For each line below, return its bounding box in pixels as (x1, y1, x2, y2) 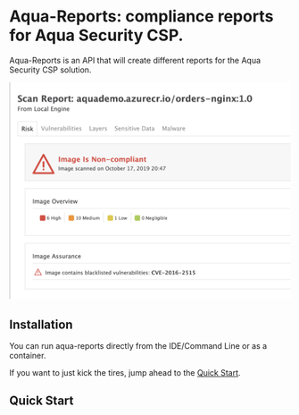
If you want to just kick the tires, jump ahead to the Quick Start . (9, 367, 241, 377)
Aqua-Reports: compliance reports (9, 6, 274, 27)
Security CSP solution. (9, 64, 92, 75)
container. (9, 350, 46, 360)
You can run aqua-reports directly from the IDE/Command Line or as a (9, 340, 268, 351)
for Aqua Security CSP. (9, 25, 184, 46)
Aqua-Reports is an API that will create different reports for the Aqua (9, 55, 262, 65)
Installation (9, 317, 73, 332)
